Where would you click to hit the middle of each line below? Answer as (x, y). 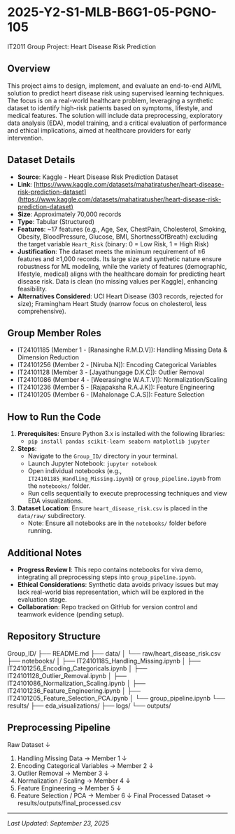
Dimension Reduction (48, 357)
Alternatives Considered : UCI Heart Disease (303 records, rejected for (120, 296)
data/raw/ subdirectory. (51, 516)
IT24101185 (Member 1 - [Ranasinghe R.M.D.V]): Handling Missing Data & (122, 350)
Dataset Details (41, 160)
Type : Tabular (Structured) (56, 221)
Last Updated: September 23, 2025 (58, 823)
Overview (29, 68)
